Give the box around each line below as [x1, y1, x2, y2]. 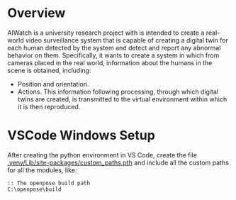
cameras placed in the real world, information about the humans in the [7, 58, 213, 67]
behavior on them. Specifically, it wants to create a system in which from [7, 51, 220, 60]
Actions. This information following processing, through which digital [17, 87, 218, 96]
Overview [7, 5, 66, 21]
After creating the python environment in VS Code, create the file [7, 150, 197, 159]
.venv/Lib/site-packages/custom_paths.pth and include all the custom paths [7, 158, 229, 167]
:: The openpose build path [7, 179, 91, 187]
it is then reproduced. [17, 102, 81, 111]
